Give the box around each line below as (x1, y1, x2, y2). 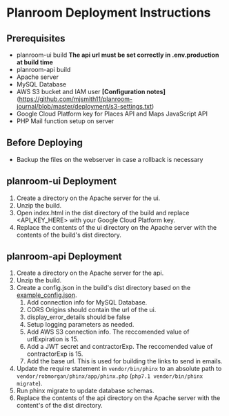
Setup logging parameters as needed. (26, 320, 135, 329)
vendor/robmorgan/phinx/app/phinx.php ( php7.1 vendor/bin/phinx (16, 372, 203, 380)
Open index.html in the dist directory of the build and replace (16, 208, 190, 217)
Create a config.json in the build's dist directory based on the (16, 284, 191, 292)
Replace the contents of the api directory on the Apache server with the (16, 394, 221, 402)
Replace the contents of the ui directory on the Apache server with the (16, 223, 217, 231)
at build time (16, 58, 53, 66)
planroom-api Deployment (6, 251, 122, 262)
